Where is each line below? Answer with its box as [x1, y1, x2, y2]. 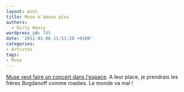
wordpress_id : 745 [6, 30, 51, 36]
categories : [6, 41, 35, 47]
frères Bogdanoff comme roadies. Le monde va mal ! [6, 79, 134, 86]
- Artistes [6, 47, 33, 52]
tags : [6, 52, 19, 58]
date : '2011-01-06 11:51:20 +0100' [6, 36, 93, 41]
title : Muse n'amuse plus [6, 14, 69, 20]
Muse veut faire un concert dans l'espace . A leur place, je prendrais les [6, 73, 178, 80]
